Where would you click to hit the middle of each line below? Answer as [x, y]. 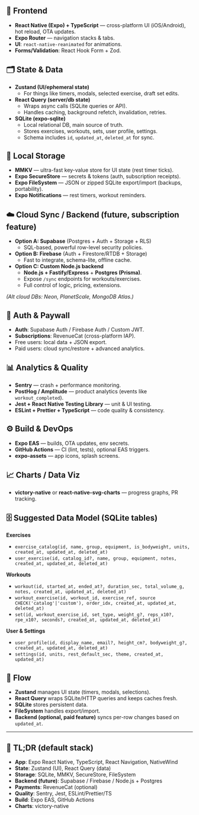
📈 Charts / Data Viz [43, 475]
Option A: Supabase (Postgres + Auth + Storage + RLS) [83, 241]
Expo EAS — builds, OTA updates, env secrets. [72, 443]
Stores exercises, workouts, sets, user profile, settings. [91, 131]
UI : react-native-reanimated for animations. [68, 44]
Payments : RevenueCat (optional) [56, 787]
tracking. [25, 499]
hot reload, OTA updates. [45, 31]
